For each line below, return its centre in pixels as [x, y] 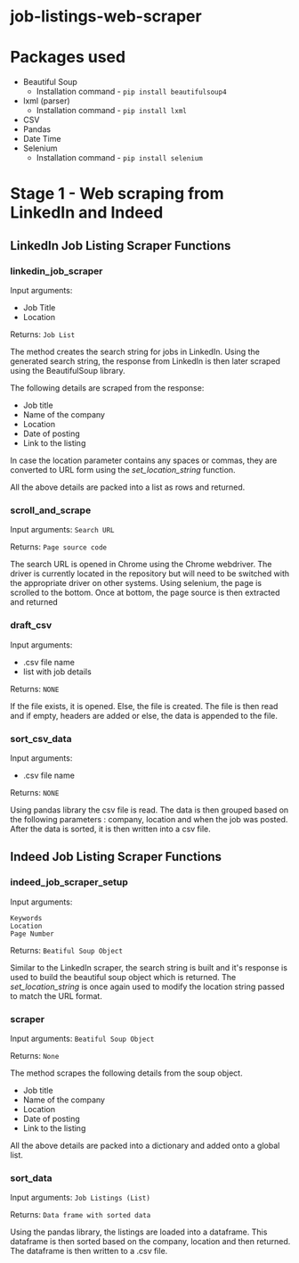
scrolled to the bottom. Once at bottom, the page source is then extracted [145, 593]
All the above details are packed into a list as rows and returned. [128, 487]
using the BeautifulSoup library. [68, 371]
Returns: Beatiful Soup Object [67, 950]
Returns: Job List [43, 334]
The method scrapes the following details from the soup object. [126, 1073]
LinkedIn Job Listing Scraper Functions [121, 246]
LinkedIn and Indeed [87, 213]
